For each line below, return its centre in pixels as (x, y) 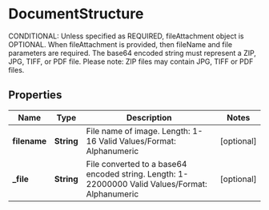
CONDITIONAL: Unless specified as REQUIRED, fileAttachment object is (126, 36)
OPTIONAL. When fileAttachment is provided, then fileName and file (120, 44)
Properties (35, 95)
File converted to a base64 (137, 164)
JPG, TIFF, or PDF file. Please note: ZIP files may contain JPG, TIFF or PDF (131, 61)
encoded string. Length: (131, 174)
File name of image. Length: (138, 131)
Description (149, 117)
